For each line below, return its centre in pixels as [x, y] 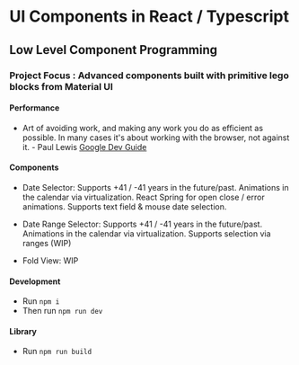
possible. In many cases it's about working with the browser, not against [156, 138]
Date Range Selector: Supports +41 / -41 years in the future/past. [142, 224]
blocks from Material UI [62, 86]
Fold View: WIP [50, 260]
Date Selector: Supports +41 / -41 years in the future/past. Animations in [155, 187]
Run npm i [41, 301]
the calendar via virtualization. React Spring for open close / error [143, 197]
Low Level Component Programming [114, 50]
